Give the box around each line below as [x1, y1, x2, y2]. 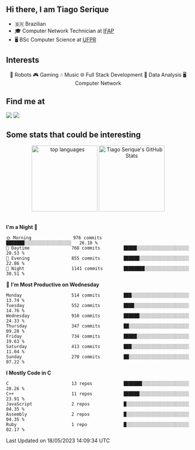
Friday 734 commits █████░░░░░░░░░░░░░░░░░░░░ [6, 333, 190, 339]
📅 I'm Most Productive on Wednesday [6, 281, 99, 288]
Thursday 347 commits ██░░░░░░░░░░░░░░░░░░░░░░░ [6, 323, 190, 329]
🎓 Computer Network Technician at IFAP [14, 27, 114, 34]
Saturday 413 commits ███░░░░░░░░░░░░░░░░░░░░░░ [6, 344, 190, 350]
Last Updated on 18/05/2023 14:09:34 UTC [6, 437, 110, 444]
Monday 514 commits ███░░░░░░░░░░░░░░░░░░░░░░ [6, 292, 190, 298]
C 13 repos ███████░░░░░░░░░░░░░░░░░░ [6, 381, 190, 387]
